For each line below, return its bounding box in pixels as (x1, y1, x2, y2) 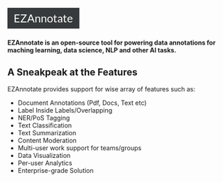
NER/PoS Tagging (17, 114, 70, 123)
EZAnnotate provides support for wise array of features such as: (7, 85, 195, 93)
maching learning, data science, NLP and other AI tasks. (7, 45, 177, 54)
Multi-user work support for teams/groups (17, 144, 142, 152)
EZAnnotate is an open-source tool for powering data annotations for (7, 38, 216, 47)
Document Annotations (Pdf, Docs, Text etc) (17, 98, 147, 107)
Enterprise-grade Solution (17, 166, 94, 175)
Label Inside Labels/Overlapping (17, 106, 113, 115)
